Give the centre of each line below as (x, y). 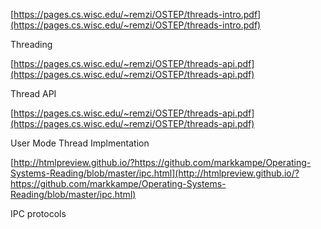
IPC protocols (38, 213)
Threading (31, 44)
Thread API (33, 93)
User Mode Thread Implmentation (80, 143)
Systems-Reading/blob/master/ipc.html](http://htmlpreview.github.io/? (155, 173)
